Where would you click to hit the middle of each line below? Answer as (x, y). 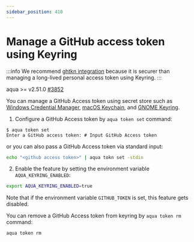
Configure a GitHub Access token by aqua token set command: (93, 119)
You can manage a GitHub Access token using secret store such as (89, 101)
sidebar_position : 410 (35, 12)
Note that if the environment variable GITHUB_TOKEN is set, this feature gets (97, 198)
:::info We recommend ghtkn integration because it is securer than (88, 71)
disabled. (17, 204)
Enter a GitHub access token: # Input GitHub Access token (82, 135)
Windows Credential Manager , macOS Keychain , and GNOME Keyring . (93, 107)
